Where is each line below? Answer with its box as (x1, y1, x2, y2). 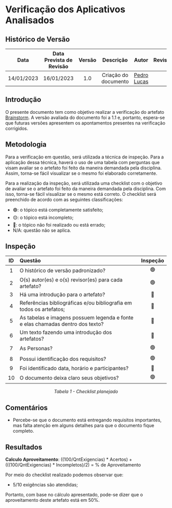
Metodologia (5, 140, 47, 149)
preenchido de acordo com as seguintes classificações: (5, 196, 123, 202)
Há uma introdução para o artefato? (19, 291, 105, 298)
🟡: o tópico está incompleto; (12, 214, 74, 220)
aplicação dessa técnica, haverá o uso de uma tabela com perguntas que (5, 159, 160, 165)
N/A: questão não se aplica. (12, 227, 72, 233)
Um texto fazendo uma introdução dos (19, 329, 112, 336)
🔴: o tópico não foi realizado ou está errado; (12, 221, 106, 228)
